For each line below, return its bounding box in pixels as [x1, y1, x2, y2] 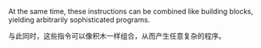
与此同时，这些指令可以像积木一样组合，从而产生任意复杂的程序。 [8, 31, 226, 40]
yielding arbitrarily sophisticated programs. [8, 15, 151, 24]
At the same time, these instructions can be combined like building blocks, [8, 7, 254, 16]
